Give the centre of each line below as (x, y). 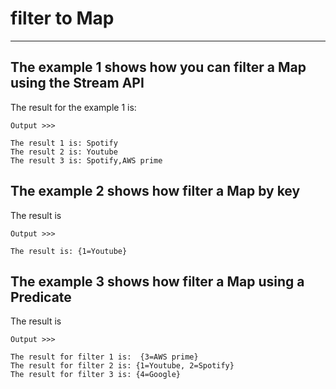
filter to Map (62, 18)
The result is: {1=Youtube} (69, 251)
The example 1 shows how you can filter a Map (158, 67)
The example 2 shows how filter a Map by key (155, 191)
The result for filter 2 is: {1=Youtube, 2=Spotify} (122, 366)
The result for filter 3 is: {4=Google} (96, 375)
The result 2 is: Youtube (64, 152)
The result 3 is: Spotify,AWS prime (86, 160)
